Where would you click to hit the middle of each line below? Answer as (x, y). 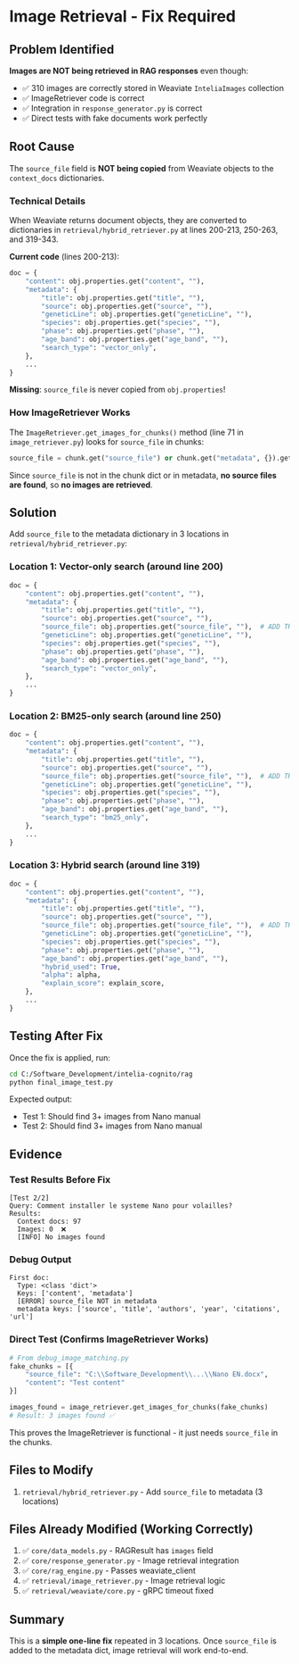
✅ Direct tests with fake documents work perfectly (114, 118)
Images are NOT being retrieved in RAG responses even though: (129, 71)
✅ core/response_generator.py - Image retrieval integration (130, 1560)
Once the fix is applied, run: (60, 1057)
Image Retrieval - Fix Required (122, 17)
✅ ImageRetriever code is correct (83, 98)
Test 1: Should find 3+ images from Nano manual (111, 1117)
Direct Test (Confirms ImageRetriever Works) (109, 1339)
